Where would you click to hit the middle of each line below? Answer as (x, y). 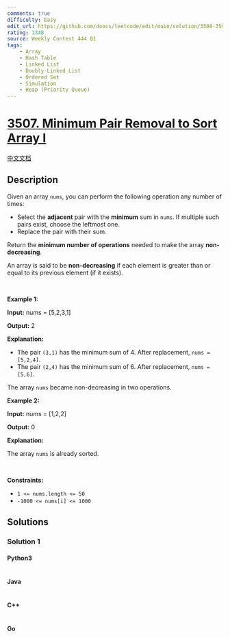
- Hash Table (38, 58)
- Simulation (38, 84)
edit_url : (21, 26)
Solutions (28, 522)
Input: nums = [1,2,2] (37, 413)
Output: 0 (21, 427)
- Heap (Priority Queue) (55, 90)
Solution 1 (24, 541)
